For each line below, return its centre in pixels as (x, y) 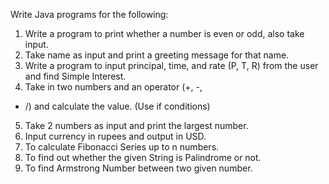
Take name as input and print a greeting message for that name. (157, 55)
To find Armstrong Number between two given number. (138, 168)
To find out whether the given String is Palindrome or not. (143, 157)
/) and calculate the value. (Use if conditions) (117, 106)
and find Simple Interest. (75, 76)
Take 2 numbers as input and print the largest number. (136, 125)
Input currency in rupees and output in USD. (115, 136)
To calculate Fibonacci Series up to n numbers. (122, 147)
